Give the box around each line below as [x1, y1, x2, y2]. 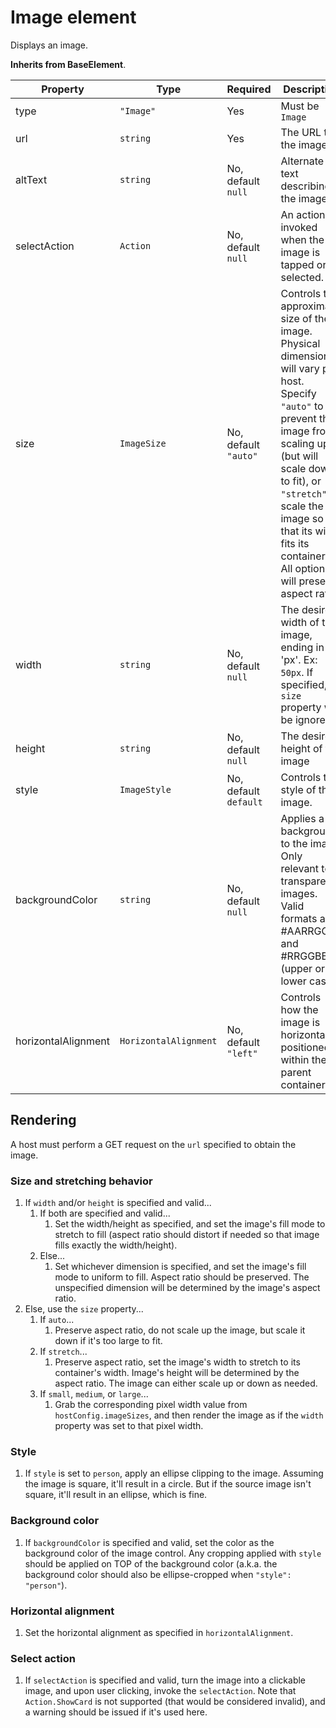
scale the [280, 499, 324, 513]
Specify [280, 386, 317, 400]
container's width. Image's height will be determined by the [54, 1367, 300, 1379]
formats [280, 911, 318, 925]
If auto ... [39, 1314, 75, 1326]
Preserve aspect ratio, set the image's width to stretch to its [54, 1356, 301, 1368]
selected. [280, 270, 325, 284]
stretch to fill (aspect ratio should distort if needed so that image [54, 1229, 320, 1241]
